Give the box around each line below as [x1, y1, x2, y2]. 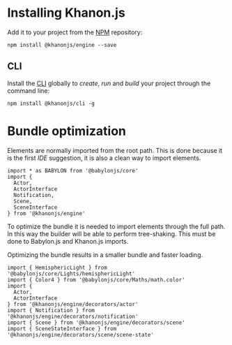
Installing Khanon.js [7, 5, 125, 21]
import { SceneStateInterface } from [7, 325, 117, 332]
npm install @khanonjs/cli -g [7, 100, 95, 107]
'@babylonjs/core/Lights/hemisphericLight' [7, 270, 136, 277]
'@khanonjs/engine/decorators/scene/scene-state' [7, 331, 155, 338]
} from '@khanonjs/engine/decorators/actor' [7, 300, 139, 308]
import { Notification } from [7, 307, 95, 314]
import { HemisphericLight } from [7, 264, 108, 271]
